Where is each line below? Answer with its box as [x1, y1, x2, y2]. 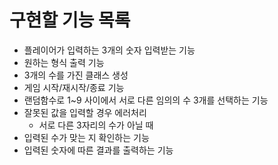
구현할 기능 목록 [9, 9, 131, 32]
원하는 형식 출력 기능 [23, 56, 105, 68]
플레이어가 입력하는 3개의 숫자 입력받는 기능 [23, 44, 196, 56]
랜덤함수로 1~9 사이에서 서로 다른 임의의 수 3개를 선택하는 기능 [23, 94, 269, 106]
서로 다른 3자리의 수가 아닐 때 [38, 119, 154, 131]
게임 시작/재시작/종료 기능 [23, 81, 125, 93]
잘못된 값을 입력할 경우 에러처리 [23, 106, 147, 118]
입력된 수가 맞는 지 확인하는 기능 [23, 131, 150, 143]
